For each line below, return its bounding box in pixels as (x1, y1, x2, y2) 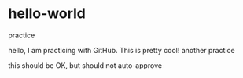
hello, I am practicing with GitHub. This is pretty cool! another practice (8, 45, 235, 55)
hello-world (8, 5, 87, 23)
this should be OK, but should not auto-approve (8, 60, 163, 70)
